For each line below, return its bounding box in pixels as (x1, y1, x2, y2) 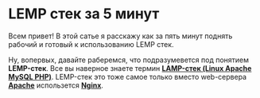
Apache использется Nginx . (8, 80, 103, 90)
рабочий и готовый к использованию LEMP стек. (8, 39, 174, 49)
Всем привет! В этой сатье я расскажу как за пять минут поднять (8, 31, 233, 41)
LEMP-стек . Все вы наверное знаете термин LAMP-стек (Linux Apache (8, 63, 252, 73)
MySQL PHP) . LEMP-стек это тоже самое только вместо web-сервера (8, 72, 247, 81)
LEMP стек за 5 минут (8, 5, 160, 23)
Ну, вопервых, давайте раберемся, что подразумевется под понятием (8, 55, 249, 65)
